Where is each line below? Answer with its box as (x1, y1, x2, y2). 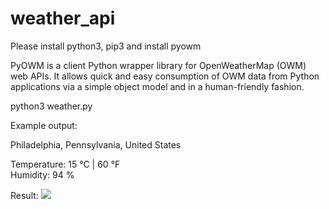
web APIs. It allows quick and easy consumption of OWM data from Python (10, 70, 320, 82)
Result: (10, 189, 39, 201)
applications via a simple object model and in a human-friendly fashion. (10, 80, 305, 92)
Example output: (10, 119, 78, 131)
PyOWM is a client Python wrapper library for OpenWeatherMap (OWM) (10, 59, 307, 71)
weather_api (10, 7, 116, 30)
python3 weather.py (10, 100, 93, 112)
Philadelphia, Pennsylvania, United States (10, 138, 182, 151)
